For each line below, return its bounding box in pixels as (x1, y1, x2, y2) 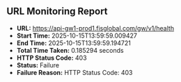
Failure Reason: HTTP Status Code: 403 (16, 68, 133, 76)
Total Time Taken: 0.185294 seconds (16, 46, 124, 54)
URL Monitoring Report (6, 6, 109, 17)
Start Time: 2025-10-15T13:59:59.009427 (16, 31, 137, 40)
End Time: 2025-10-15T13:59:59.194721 (16, 38, 132, 47)
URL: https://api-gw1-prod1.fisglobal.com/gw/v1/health (16, 24, 175, 32)
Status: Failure (16, 60, 60, 69)
